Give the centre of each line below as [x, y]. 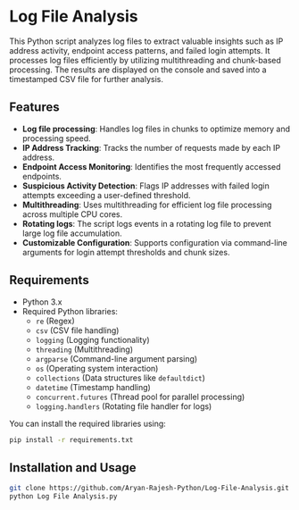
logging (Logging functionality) [92, 339]
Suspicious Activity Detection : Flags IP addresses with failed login [145, 186]
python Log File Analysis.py [63, 497]
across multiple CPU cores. [72, 214]
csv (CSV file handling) [77, 330]
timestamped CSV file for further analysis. [86, 79]
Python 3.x [42, 302]
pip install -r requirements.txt [71, 439]
